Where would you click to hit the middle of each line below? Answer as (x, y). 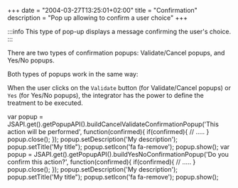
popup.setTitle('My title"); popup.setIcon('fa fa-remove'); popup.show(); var (119, 147)
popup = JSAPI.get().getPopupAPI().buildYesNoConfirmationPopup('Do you (118, 154)
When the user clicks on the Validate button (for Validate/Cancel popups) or (119, 88)
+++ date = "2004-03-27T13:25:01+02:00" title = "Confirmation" (102, 10)
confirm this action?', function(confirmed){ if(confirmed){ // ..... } (102, 162)
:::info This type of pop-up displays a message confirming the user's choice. (119, 32)
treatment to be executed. (45, 103)
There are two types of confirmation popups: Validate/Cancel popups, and (116, 53)
